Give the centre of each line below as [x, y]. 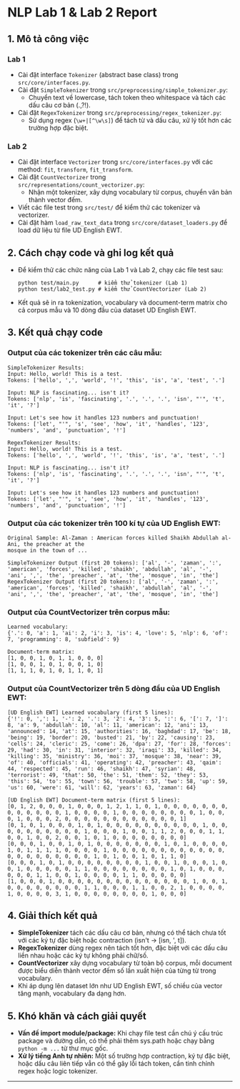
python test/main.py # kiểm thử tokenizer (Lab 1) [102, 283]
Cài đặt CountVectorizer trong [62, 177]
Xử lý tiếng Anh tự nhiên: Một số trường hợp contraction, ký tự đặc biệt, [124, 1056]
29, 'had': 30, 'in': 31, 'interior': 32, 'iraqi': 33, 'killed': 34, [115, 750]
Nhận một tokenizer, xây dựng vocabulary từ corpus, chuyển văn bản [130, 192]
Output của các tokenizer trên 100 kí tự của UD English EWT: [114, 523]
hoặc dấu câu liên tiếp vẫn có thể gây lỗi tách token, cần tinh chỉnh [116, 1064]
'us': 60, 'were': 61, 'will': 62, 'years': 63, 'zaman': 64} [102, 787]
